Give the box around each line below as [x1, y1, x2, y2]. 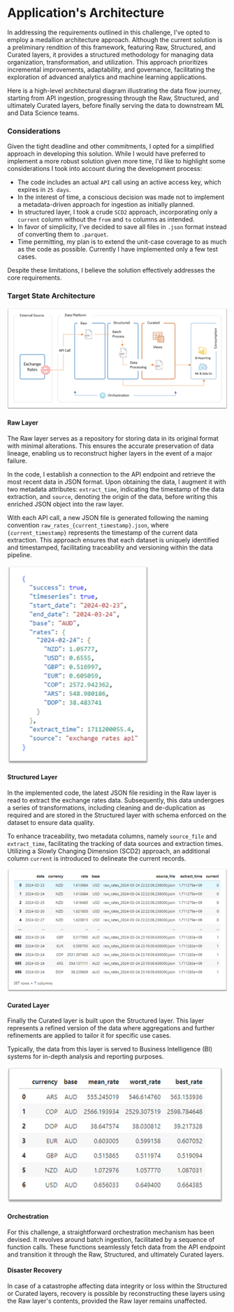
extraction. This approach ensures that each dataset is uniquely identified [7, 535, 219, 544]
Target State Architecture [7, 291, 96, 301]
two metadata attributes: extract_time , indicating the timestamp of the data [7, 485, 225, 493]
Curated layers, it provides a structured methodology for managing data [7, 50, 214, 59]
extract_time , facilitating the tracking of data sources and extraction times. [7, 839, 224, 847]
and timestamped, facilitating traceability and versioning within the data [7, 543, 213, 552]
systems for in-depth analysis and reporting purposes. [7, 1053, 164, 1061]
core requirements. [7, 273, 62, 282]
